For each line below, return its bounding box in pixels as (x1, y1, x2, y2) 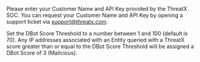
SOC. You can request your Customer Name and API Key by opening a (6, 12, 183, 19)
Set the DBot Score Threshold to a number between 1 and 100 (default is (6, 30, 188, 37)
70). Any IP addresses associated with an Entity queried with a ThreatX (6, 36, 185, 43)
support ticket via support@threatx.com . (6, 18, 109, 25)
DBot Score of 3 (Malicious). (6, 49, 77, 57)
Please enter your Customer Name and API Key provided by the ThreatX (6, 5, 188, 12)
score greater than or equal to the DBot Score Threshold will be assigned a (6, 43, 194, 50)
